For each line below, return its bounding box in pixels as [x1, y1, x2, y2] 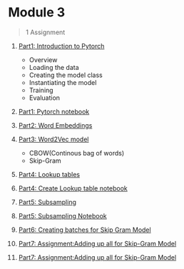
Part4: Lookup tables [18, 170, 81, 178]
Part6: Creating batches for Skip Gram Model [18, 225, 152, 234]
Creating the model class [29, 71, 103, 79]
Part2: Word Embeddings [18, 121, 93, 129]
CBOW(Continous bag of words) [29, 148, 125, 157]
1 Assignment [25, 28, 66, 36]
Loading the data [29, 63, 79, 71]
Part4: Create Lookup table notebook [18, 183, 128, 193]
